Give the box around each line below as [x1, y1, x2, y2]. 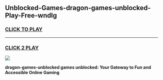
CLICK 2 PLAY [5, 44, 39, 51]
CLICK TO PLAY [5, 26, 43, 33]
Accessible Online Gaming [5, 69, 60, 75]
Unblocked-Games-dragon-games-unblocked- [5, 4, 151, 12]
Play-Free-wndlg [5, 12, 57, 20]
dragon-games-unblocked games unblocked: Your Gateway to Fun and [5, 64, 151, 70]
